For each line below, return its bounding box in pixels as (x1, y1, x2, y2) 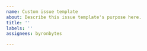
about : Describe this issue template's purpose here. (6, 14, 142, 20)
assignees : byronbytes (6, 31, 62, 37)
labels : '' (6, 25, 33, 31)
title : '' (6, 20, 31, 26)
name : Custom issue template (6, 8, 78, 15)
